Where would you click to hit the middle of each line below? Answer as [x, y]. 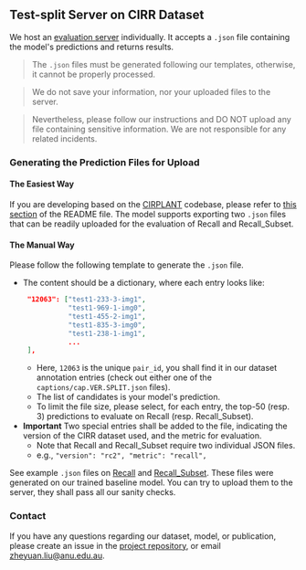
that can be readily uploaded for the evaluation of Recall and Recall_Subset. [152, 224]
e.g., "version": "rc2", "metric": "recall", [121, 455]
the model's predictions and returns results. [92, 47]
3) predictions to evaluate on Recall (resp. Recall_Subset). [145, 417]
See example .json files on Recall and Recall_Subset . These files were [142, 473]
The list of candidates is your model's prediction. [128, 397]
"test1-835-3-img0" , [107, 325]
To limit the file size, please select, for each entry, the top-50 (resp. [163, 406]
